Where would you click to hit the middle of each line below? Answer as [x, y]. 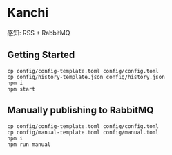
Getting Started [41, 55]
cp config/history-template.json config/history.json [86, 77]
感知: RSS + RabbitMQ [39, 33]
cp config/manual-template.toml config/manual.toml [83, 132]
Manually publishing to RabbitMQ [80, 110]
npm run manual [29, 144]
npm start [21, 89]
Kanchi [28, 13]
